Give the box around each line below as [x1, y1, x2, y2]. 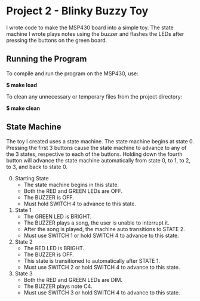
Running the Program [6, 54, 87, 64]
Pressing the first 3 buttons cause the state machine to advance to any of [6, 144, 187, 151]
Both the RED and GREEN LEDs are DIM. [23, 276, 123, 283]
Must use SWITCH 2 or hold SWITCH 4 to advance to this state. [23, 263, 180, 271]
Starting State [14, 174, 49, 182]
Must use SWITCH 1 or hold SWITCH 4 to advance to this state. [23, 232, 179, 239]
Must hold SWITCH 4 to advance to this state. [23, 200, 136, 207]
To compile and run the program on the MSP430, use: [6, 70, 139, 77]
